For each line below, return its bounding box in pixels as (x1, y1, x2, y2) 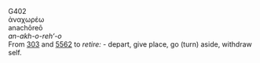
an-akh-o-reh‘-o (8, 31, 62, 40)
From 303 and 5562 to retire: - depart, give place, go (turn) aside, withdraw (8, 40, 253, 49)
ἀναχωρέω (8, 15, 45, 24)
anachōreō (8, 23, 43, 32)
